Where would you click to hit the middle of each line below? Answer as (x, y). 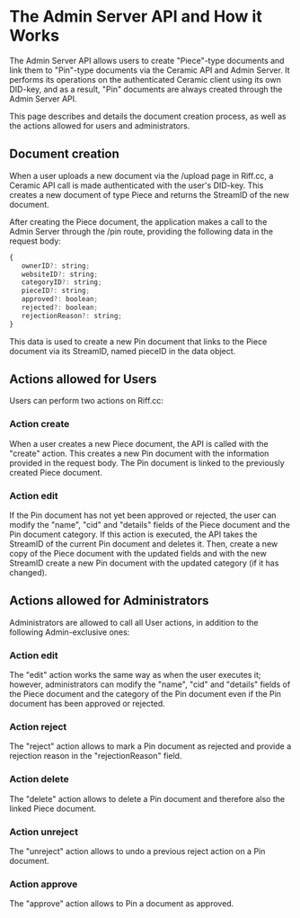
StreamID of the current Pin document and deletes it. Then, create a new (144, 544)
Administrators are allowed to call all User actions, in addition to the (134, 622)
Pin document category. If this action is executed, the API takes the (133, 535)
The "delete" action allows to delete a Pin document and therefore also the (147, 798)
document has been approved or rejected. (88, 704)
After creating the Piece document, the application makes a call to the (138, 221)
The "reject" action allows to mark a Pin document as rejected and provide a (150, 746)
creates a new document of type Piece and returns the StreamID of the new (150, 194)
